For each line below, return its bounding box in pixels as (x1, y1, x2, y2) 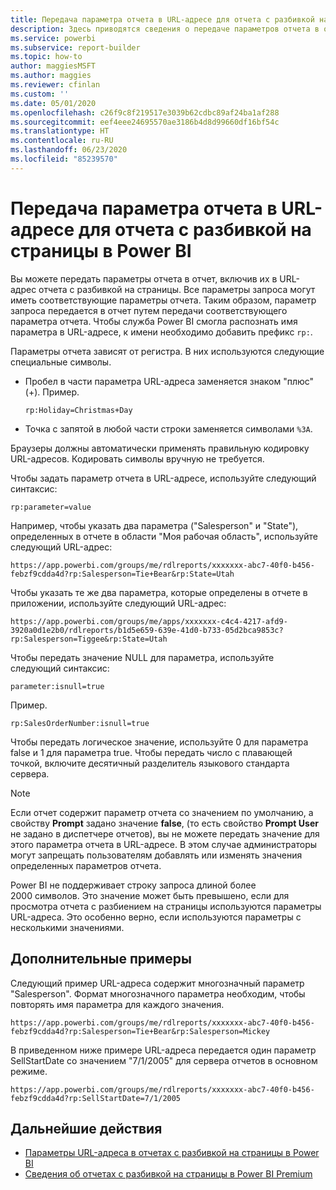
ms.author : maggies (10, 71, 92, 81)
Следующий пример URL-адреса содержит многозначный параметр (10, 977, 305, 989)
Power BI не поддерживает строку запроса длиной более (10, 879, 257, 891)
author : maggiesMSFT (10, 61, 97, 71)
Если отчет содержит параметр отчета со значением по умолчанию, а (10, 806, 314, 818)
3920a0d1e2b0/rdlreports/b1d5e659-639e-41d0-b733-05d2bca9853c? (10, 625, 284, 635)
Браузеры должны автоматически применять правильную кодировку (10, 442, 310, 454)
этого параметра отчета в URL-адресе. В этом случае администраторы (10, 838, 318, 850)
